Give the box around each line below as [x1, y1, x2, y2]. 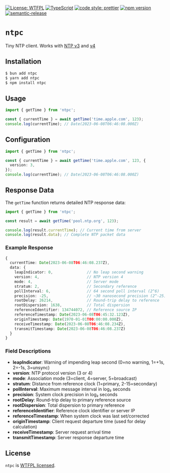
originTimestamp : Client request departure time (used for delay [12, 418, 146, 424]
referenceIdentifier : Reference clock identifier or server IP [12, 407, 135, 413]
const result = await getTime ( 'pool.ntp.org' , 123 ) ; [5, 218, 119, 224]
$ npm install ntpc [5, 80, 47, 85]
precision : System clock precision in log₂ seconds [12, 391, 118, 397]
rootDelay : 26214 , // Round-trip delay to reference [14, 298, 159, 303]
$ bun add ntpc [5, 71, 37, 76]
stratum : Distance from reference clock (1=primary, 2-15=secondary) [12, 380, 158, 386]
